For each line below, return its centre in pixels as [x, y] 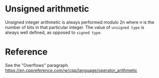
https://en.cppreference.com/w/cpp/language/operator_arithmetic [71, 70]
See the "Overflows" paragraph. [37, 65]
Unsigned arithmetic [47, 9]
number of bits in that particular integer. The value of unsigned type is [75, 27]
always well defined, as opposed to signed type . [53, 32]
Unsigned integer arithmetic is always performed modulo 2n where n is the [80, 22]
